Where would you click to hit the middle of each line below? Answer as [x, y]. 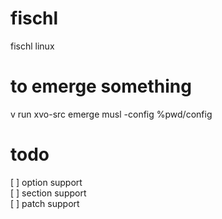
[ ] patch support [45, 203]
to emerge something [101, 86]
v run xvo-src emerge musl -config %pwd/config [111, 114]
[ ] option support [46, 182]
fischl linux [32, 46]
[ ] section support [48, 193]
